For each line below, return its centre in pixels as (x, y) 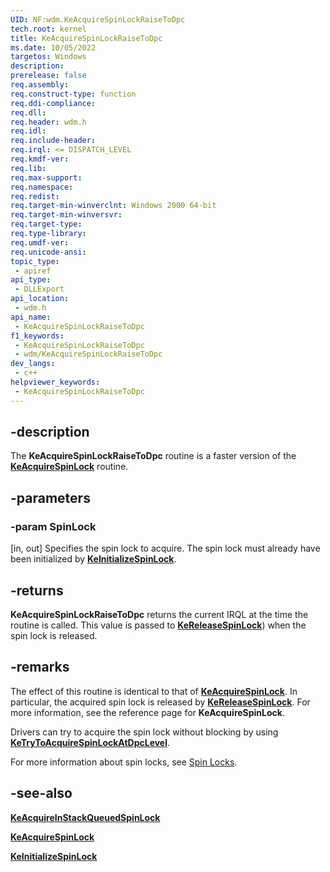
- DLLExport (39, 289)
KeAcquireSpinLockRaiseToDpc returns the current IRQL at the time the (159, 614)
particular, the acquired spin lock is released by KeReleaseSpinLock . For (160, 702)
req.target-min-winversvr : (66, 215)
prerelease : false (48, 76)
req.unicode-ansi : (48, 252)
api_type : (31, 280)
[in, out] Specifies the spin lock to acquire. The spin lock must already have (165, 548)
